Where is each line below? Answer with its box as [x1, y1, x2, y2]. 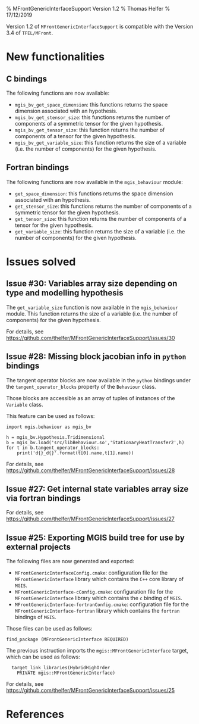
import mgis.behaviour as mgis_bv [6, 424, 92, 430]
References [6, 708, 64, 721]
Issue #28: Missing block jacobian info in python [6, 351, 187, 362]
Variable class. [6, 401, 43, 408]
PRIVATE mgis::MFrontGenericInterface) [17, 670, 116, 676]
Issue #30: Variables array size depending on [6, 279, 178, 289]
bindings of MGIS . [14, 613, 56, 621]
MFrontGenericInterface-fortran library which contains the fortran [14, 607, 180, 614]
